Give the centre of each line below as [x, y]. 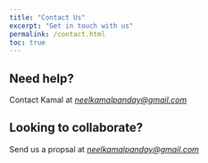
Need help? [42, 78]
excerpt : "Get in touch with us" [71, 26]
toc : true [28, 42]
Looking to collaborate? [76, 128]
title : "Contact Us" [48, 17]
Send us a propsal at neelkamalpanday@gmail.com [104, 149]
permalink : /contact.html [57, 34]
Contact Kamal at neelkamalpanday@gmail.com [98, 100]
